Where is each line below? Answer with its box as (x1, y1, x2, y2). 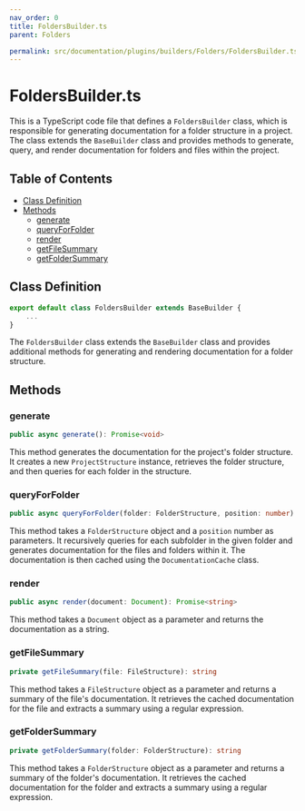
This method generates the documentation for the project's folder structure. (9, 447, 293, 457)
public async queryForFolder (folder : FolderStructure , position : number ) (9, 509, 295, 519)
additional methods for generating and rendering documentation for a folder (9, 346, 293, 357)
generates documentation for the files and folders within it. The (9, 545, 246, 556)
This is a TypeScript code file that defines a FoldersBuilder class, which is (9, 115, 288, 127)
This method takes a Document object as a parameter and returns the (9, 614, 264, 625)
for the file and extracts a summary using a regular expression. (9, 703, 244, 714)
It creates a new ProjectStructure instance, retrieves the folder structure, (9, 456, 285, 467)
